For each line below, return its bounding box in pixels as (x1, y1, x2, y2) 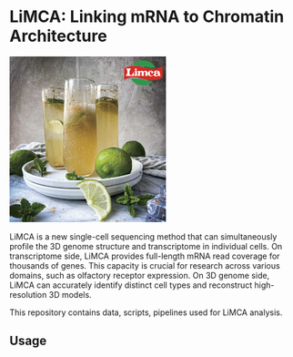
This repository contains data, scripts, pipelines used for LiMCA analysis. (9, 307, 283, 318)
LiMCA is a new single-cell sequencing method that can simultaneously (9, 230, 278, 242)
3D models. (48, 289, 93, 300)
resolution (9, 289, 47, 300)
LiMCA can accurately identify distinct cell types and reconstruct (9, 280, 253, 291)
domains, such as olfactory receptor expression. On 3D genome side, (9, 270, 270, 280)
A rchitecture (9, 25, 107, 46)
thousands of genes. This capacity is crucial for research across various (9, 260, 280, 270)
